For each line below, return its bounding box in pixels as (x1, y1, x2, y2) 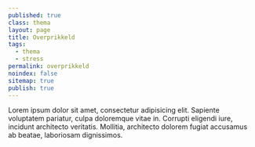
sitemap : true (8, 77, 55, 84)
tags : (8, 41, 26, 48)
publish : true (8, 84, 55, 92)
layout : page (8, 26, 51, 34)
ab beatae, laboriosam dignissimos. (8, 131, 123, 140)
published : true (8, 11, 61, 20)
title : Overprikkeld (8, 33, 76, 41)
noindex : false (8, 70, 58, 77)
